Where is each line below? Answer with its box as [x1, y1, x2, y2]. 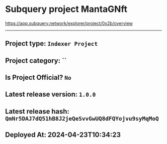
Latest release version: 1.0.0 [5, 90, 96, 99]
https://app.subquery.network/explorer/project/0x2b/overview [5, 20, 133, 26]
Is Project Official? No [5, 73, 72, 82]
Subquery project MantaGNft [5, 3, 128, 15]
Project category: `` [5, 56, 67, 65]
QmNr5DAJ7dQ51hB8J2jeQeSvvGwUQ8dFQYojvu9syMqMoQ [5, 115, 159, 122]
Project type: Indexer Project [5, 39, 98, 48]
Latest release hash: [5, 107, 70, 116]
